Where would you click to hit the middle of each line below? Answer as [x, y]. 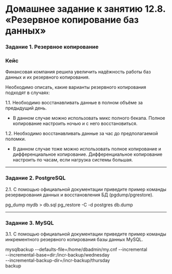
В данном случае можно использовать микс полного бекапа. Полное [89, 118]
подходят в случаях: [28, 93]
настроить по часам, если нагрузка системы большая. [73, 160]
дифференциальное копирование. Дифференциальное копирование [88, 154]
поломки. [16, 139]
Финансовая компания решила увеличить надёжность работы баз [78, 72]
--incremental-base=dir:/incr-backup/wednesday [58, 255]
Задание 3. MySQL [30, 223]
